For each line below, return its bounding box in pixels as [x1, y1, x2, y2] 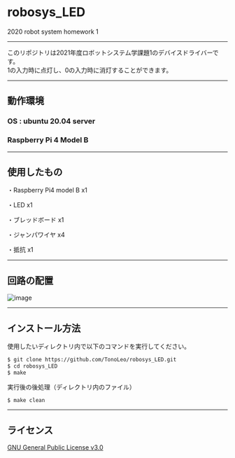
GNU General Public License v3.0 [7, 443, 104, 452]
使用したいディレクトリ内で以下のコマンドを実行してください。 [7, 342, 191, 350]
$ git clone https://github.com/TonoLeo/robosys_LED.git [7, 356, 177, 363]
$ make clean [7, 396, 45, 403]
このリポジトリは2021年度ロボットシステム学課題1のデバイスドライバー [7, 48, 213, 57]
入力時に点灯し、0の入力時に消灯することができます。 [15, 66, 173, 74]
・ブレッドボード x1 [7, 216, 64, 224]
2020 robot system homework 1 [7, 27, 99, 36]
